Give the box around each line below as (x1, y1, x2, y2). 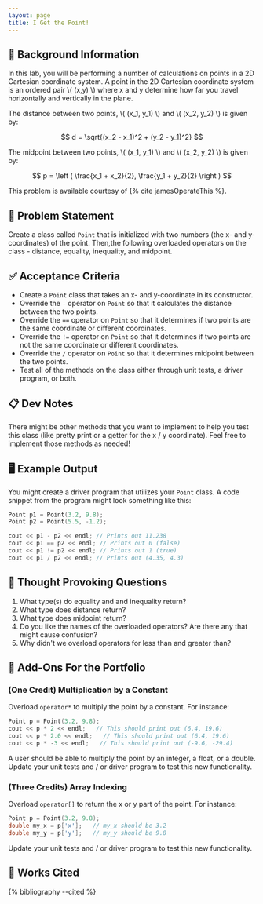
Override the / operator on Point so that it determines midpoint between (19, 348, 254, 358)
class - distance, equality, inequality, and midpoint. (8, 246, 173, 256)
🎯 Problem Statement (8, 209, 115, 222)
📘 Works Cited (8, 866, 80, 880)
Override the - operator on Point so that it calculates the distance (19, 298, 232, 308)
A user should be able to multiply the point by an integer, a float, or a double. (8, 753, 256, 763)
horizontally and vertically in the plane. (8, 93, 133, 103)
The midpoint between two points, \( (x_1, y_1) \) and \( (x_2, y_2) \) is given (8, 148, 249, 157)
